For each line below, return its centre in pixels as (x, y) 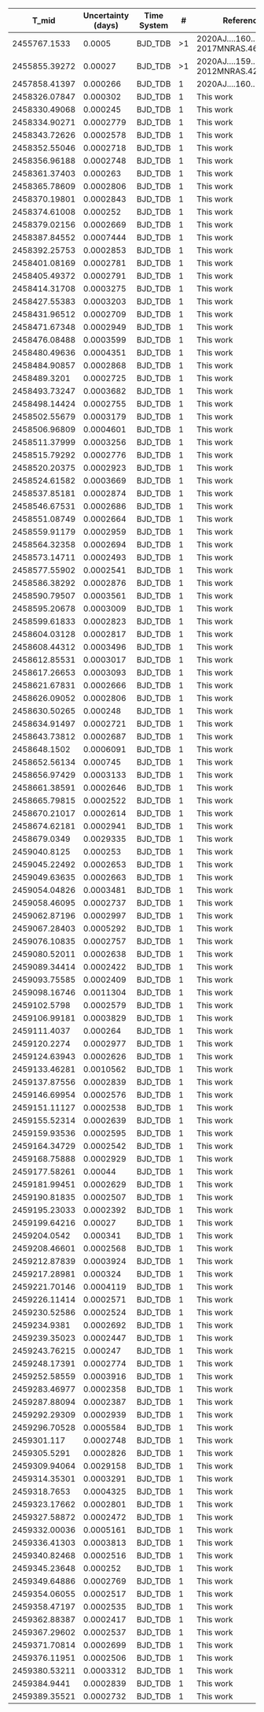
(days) (106, 25)
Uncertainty (106, 15)
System (154, 25)
